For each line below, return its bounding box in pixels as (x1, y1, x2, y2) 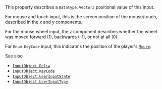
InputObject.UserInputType (12, 79, 68, 84)
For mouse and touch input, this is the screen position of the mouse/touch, (5, 14, 158, 19)
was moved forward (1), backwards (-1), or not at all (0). (5, 34, 119, 40)
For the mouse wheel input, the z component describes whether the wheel (5, 29, 158, 34)
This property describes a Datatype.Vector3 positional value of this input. (5, 4, 155, 10)
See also (5, 53, 23, 59)
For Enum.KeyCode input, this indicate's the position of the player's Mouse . (5, 44, 152, 49)
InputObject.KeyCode (12, 69, 55, 74)
